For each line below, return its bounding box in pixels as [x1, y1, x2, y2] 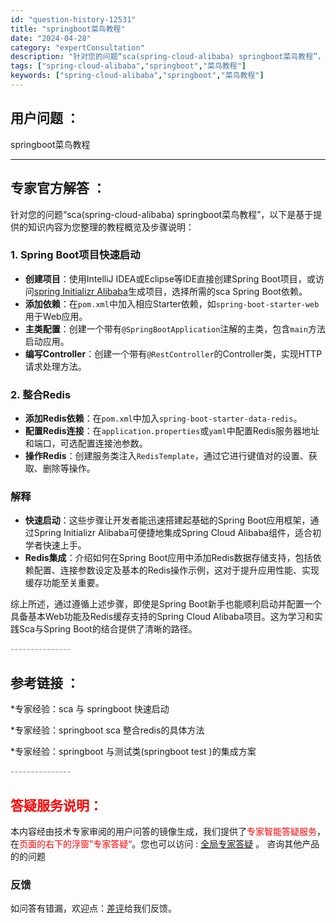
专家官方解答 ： [10, 180, 106, 197]
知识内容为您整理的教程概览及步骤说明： [27, 221, 195, 233]
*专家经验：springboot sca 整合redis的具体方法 [10, 724, 205, 736]
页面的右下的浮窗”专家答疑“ [19, 838, 133, 850]
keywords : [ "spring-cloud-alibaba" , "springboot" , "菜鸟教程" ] [10, 71, 265, 81]
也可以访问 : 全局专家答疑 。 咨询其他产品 [149, 838, 320, 850]
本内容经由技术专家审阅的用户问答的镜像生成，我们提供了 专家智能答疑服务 [10, 826, 317, 838]
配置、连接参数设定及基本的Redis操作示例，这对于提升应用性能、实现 [33, 564, 320, 576]
